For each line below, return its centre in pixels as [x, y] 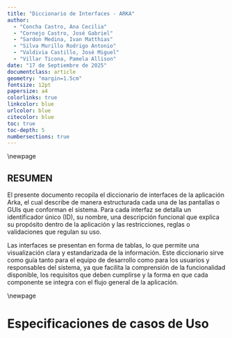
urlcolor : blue [29, 111]
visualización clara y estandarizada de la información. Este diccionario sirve [116, 253]
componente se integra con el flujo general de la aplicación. [93, 282]
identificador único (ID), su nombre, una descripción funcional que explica [114, 217]
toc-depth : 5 [26, 130]
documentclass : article [42, 72]
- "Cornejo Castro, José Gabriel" [63, 33]
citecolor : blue [31, 117]
